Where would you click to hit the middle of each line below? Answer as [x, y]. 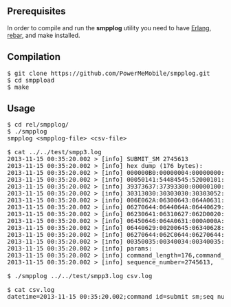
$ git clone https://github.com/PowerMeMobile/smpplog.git [109, 73]
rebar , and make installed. [44, 35]
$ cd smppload [31, 80]
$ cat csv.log [31, 290]
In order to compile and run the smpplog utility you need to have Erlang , [109, 28]
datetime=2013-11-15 [42, 297]
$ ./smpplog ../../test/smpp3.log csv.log [80, 276]
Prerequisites [36, 11]
